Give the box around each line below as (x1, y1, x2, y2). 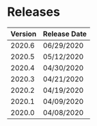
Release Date (43, 29, 87, 39)
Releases (7, 4, 60, 20)
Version (10, 29, 37, 39)
